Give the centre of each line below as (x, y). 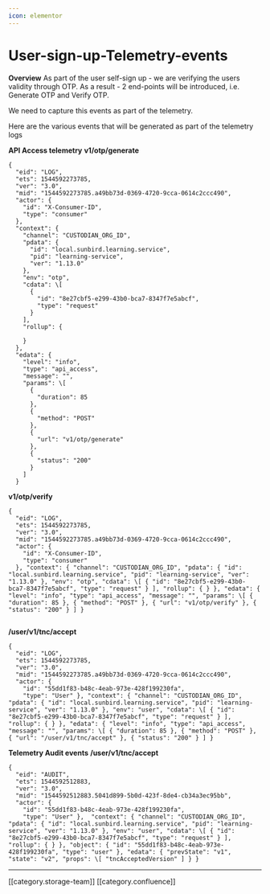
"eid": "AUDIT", (43, 774)
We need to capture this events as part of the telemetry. (101, 110)
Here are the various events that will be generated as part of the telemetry (131, 126)
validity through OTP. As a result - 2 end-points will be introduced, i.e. (124, 86)
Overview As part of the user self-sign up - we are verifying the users (124, 78)
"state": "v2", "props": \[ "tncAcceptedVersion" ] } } (104, 859)
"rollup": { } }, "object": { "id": (70, 845)
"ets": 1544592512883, (53, 781)
